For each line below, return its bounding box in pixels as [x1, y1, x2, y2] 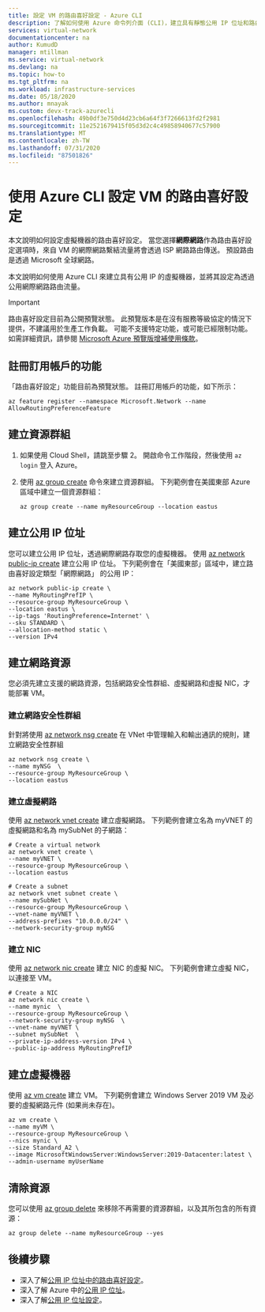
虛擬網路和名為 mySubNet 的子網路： [8, 825, 129, 835]
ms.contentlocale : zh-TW [8, 136, 90, 145]
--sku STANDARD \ [8, 619, 65, 627]
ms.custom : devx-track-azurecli [8, 108, 114, 116]
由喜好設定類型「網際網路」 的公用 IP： [8, 568, 136, 578]
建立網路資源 [8, 656, 71, 669]
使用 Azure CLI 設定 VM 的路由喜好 [8, 188, 235, 206]
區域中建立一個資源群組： [19, 487, 103, 496]
